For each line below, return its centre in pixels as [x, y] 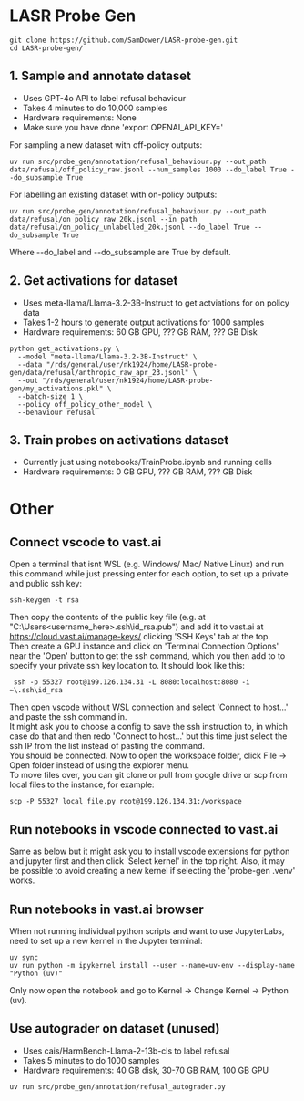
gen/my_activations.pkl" [56, 389]
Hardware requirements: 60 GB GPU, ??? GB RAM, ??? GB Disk [140, 332]
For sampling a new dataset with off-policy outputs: [106, 145]
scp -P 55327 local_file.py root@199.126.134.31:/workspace [126, 802]
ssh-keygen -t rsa [44, 600]
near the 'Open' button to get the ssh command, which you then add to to [147, 656]
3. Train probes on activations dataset [119, 440]
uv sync [24, 958]
